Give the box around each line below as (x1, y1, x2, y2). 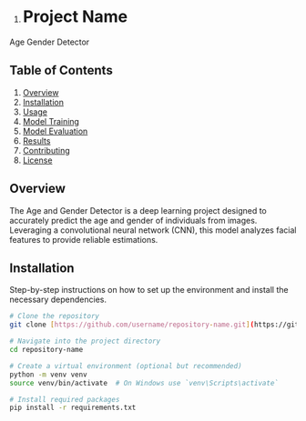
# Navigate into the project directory (9, 336, 161, 346)
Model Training (22, 115, 80, 126)
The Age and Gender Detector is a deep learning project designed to (9, 205, 267, 216)
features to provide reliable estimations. (9, 234, 158, 245)
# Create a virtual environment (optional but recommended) (9, 361, 243, 370)
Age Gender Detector (9, 36, 90, 47)
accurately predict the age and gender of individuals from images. (9, 215, 258, 226)
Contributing (22, 145, 70, 155)
